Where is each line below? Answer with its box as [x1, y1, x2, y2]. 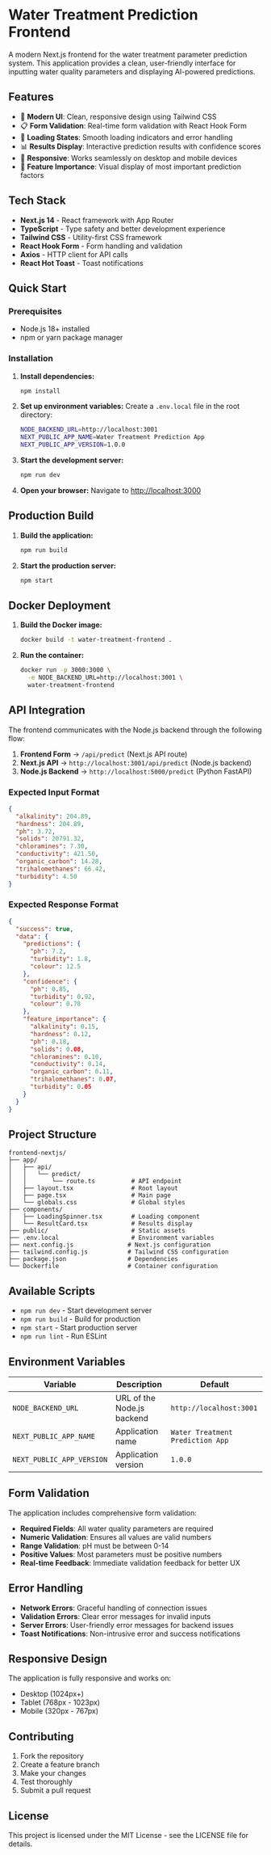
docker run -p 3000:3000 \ [19, 666, 111, 674]
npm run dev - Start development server [19, 1305, 152, 1315]
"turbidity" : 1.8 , [29, 955, 92, 963]
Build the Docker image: [19, 620, 102, 630]
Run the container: [19, 651, 85, 660]
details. [8, 1839, 33, 1849]
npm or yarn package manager [19, 333, 123, 343]
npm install [19, 386, 60, 395]
